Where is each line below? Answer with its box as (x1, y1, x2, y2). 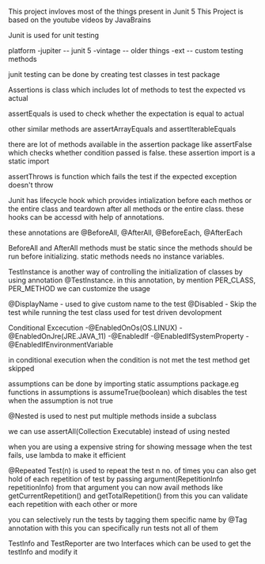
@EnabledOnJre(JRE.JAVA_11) (8, 332, 107, 340)
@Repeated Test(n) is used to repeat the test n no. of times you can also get (8, 466, 257, 475)
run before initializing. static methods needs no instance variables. (8, 251, 225, 261)
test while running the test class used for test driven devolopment (8, 308, 222, 317)
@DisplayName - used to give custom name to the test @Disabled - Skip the (8, 299, 257, 309)
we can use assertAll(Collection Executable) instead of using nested (8, 427, 231, 435)
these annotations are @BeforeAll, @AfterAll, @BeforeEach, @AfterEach (8, 228, 243, 237)
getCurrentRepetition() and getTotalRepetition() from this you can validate (8, 491, 248, 501)
